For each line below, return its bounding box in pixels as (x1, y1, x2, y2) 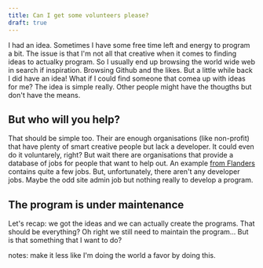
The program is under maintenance (8, 197, 184, 212)
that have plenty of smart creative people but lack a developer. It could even (8, 142, 255, 151)
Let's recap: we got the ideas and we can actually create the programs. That (8, 219, 255, 228)
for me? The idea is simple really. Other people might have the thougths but (8, 81, 252, 91)
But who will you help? (8, 113, 120, 126)
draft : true (8, 19, 47, 27)
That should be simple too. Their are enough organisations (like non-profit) (8, 134, 250, 143)
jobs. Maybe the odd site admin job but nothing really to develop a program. (8, 176, 254, 185)
